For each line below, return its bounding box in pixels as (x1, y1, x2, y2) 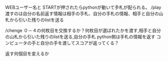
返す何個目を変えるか (5, 50, 49, 56)
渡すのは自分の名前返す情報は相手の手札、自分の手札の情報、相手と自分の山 (5, 10, 163, 16)
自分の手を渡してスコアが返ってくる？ (40, 40, 119, 46)
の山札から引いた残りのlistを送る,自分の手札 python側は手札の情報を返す (5, 34, 155, 39)
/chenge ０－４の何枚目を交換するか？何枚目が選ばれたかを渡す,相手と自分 (5, 27, 161, 33)
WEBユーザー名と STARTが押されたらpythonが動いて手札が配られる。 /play (5, 4, 161, 10)
